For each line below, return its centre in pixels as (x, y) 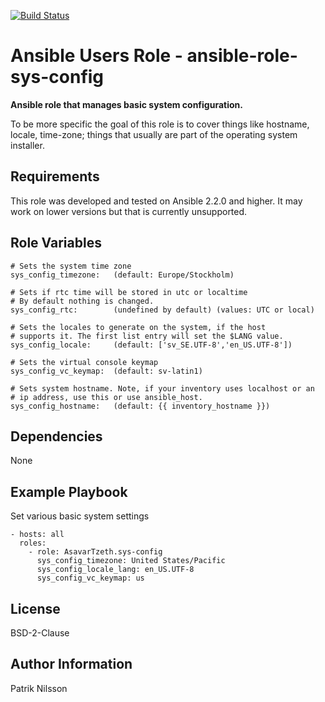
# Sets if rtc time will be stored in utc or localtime (129, 292)
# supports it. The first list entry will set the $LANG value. (147, 336)
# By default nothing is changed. (82, 301)
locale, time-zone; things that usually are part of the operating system (154, 134)
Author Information (71, 664)
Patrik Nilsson (39, 688)
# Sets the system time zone (71, 266)
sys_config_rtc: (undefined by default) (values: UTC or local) (162, 310)
